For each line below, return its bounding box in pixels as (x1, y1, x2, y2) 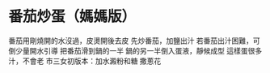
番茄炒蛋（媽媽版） (8, 7, 137, 26)
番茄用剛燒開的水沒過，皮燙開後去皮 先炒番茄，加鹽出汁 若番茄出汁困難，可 (8, 36, 260, 45)
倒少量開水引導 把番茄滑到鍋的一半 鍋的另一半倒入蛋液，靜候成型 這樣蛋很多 (8, 45, 263, 55)
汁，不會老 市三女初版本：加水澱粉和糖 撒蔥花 (8, 56, 162, 66)
